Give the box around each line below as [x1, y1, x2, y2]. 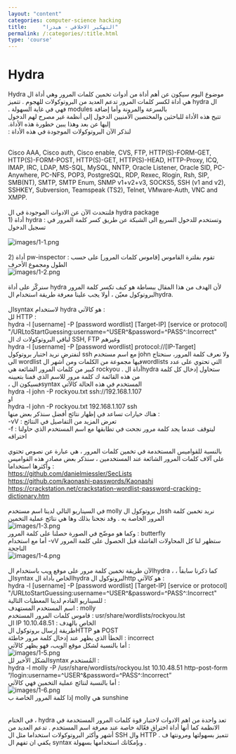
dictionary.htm [8, 492, 50, 500]
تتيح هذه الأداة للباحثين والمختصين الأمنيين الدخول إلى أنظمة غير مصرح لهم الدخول [8, 112, 221, 121]
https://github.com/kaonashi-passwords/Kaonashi [8, 477, 154, 486]
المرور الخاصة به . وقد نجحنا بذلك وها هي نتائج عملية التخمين [8, 514, 164, 523]
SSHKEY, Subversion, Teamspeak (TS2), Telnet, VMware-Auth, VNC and [8, 186, 218, 194]
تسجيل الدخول [8, 223, 46, 232]
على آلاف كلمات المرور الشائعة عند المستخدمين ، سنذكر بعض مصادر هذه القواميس [8, 455, 225, 463]
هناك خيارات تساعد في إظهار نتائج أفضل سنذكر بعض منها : [8, 410, 160, 418]
